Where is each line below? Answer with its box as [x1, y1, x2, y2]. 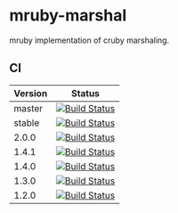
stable [13, 117, 40, 129]
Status [70, 86, 101, 99]
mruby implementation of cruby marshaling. [9, 35, 170, 45]
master [13, 102, 43, 114]
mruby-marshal [9, 5, 127, 26]
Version [13, 86, 48, 99]
